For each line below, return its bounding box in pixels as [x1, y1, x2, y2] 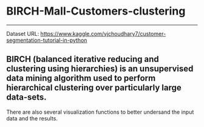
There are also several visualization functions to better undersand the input [6, 108, 194, 115]
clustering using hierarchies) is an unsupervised [6, 64, 194, 74]
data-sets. [6, 92, 47, 103]
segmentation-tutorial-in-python [6, 36, 87, 44]
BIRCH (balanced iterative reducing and [6, 54, 159, 64]
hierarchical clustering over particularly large [6, 83, 182, 93]
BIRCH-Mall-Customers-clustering [6, 4, 186, 18]
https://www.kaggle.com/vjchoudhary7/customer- [40, 30, 166, 37]
